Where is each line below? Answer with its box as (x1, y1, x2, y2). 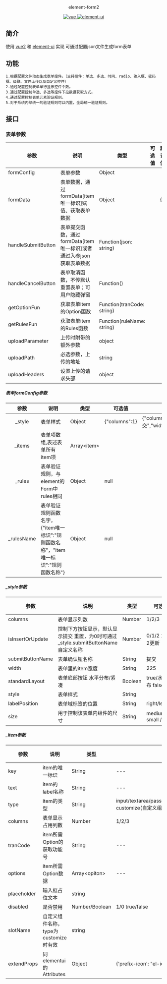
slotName (8, 927, 31, 934)
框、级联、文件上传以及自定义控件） (5, 79, 69, 84)
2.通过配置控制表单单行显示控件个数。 (5, 84, 73, 89)
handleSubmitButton (8, 241, 56, 248)
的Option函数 (60, 308, 91, 315)
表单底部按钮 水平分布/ (57, 674, 111, 681)
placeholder (8, 890, 36, 897)
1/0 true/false (116, 903, 148, 910)
